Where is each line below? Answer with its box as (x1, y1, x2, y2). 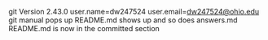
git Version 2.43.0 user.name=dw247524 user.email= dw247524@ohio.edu (8, 7, 259, 16)
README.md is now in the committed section (8, 24, 160, 33)
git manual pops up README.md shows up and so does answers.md (8, 15, 238, 25)
